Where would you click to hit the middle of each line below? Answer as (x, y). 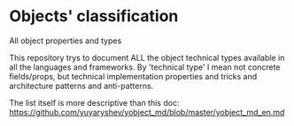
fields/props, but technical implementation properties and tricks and (133, 76)
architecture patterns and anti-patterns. (81, 85)
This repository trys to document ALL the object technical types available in (147, 57)
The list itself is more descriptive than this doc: (94, 102)
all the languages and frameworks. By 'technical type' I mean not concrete (145, 67)
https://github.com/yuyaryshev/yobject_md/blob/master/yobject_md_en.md (147, 112)
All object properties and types (66, 41)
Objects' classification (94, 16)
